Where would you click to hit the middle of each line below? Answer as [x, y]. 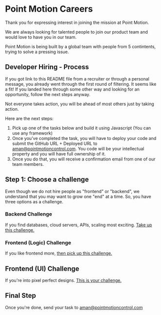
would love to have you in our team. [41, 37]
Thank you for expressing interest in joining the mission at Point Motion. [77, 22]
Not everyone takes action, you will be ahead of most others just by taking [80, 104]
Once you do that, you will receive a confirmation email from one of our [84, 159]
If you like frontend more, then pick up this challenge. [59, 253]
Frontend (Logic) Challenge [38, 242]
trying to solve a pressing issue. [37, 52]
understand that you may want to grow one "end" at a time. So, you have [78, 197]
